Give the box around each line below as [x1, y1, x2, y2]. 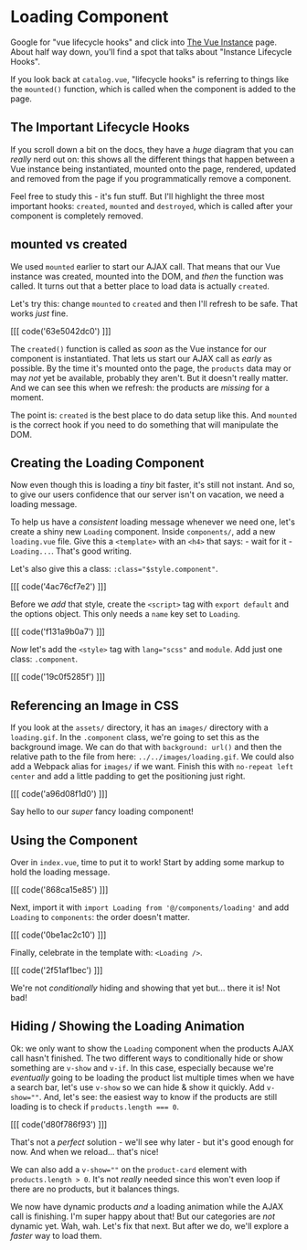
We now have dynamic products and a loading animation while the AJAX [10, 1201, 284, 1212]
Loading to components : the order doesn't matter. [10, 912, 190, 922]
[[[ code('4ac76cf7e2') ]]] [10, 581, 107, 592]
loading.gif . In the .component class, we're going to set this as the [10, 732, 259, 743]
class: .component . [10, 653, 79, 664]
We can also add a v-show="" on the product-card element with [10, 1163, 248, 1175]
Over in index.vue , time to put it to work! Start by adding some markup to [10, 857, 285, 867]
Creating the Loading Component [10, 455, 205, 471]
